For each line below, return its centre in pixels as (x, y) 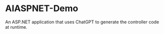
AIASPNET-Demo (42, 8)
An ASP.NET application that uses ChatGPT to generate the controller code (82, 22)
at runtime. (16, 27)
